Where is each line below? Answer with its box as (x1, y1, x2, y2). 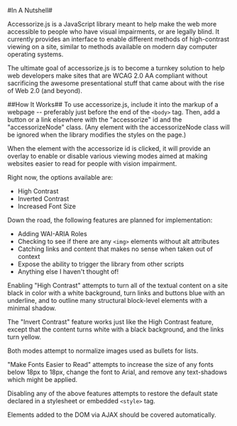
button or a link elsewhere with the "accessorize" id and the (7, 115, 182, 124)
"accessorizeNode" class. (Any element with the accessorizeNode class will (7, 123, 231, 131)
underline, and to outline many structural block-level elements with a (7, 297, 208, 304)
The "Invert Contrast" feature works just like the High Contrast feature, (7, 318, 214, 326)
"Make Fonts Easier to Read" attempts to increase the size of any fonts (7, 361, 214, 368)
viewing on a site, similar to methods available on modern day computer (7, 43, 218, 50)
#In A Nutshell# (7, 6, 53, 14)
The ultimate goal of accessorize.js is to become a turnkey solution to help (7, 64, 225, 72)
